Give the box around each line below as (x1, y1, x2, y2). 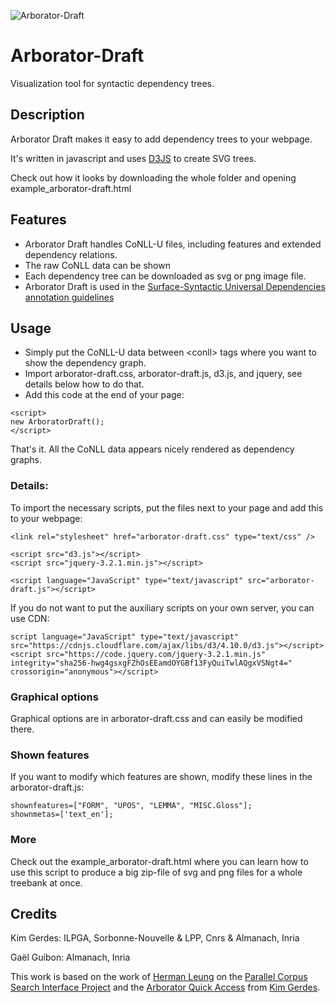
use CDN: (10, 612, 50, 624)
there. (10, 723, 35, 735)
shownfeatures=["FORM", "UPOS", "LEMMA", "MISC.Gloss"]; (10, 801, 253, 811)
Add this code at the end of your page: (24, 389, 185, 401)
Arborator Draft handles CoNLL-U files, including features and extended (24, 238, 322, 250)
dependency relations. (24, 248, 118, 260)
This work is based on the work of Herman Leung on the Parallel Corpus (10, 971, 308, 983)
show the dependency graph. (24, 357, 147, 369)
